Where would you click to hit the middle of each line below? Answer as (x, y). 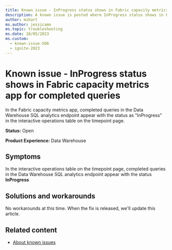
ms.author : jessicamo (28, 24)
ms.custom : (17, 39)
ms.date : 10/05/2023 (27, 34)
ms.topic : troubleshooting (34, 29)
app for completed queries (63, 95)
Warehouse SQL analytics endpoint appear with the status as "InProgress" (84, 115)
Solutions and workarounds (50, 196)
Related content (31, 230)
